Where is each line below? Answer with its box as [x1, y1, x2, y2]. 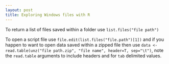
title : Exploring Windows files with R [5, 12, 90, 17]
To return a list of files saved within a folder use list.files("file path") [5, 26, 159, 32]
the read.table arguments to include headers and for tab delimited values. [5, 52, 162, 59]
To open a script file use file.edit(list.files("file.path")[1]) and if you [5, 36, 164, 42]
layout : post [5, 7, 33, 13]
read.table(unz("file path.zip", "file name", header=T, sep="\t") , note [5, 47, 164, 53]
